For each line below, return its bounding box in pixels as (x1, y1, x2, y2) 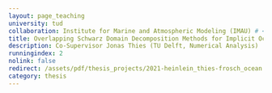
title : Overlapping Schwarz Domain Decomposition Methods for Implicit (8, 34, 255, 43)
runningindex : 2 (8, 49, 63, 57)
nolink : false (8, 57, 57, 66)
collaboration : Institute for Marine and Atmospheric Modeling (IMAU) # (8, 27, 259, 35)
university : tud (8, 19, 63, 27)
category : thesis (8, 72, 67, 80)
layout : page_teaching (8, 11, 85, 20)
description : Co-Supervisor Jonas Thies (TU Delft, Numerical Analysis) (8, 42, 259, 50)
